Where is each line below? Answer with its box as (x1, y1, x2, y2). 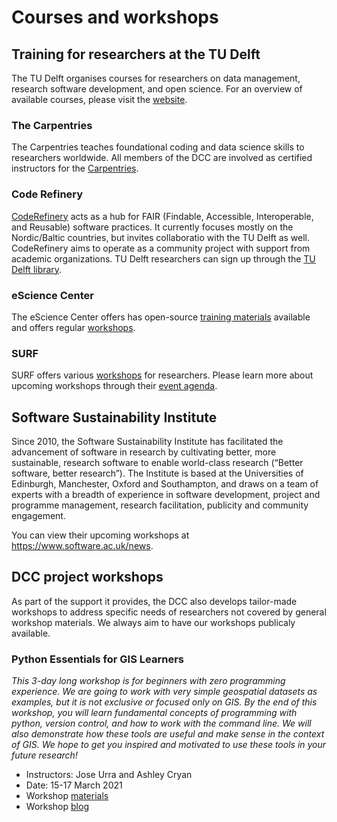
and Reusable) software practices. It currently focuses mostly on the (11, 221, 294, 233)
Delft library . (11, 263, 63, 275)
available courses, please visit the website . (11, 94, 188, 105)
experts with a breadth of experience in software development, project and (11, 489, 321, 500)
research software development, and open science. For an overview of (11, 83, 303, 95)
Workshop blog (25, 801, 89, 813)
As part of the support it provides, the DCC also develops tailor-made (11, 595, 298, 607)
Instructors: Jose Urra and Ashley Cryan (25, 769, 193, 781)
